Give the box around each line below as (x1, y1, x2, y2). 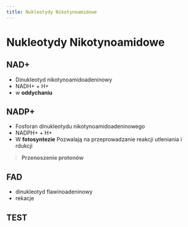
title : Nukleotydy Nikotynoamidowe (6, 9, 97, 15)
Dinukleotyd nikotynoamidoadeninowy (15, 76, 112, 83)
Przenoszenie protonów (21, 154, 84, 162)
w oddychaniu (15, 89, 53, 96)
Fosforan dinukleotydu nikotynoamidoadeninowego (15, 123, 145, 130)
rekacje (15, 195, 35, 202)
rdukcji (15, 142, 32, 150)
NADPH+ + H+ (15, 129, 53, 136)
